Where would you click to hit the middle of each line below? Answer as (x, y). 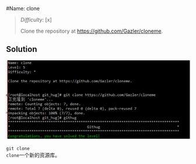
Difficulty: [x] (36, 20)
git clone (18, 149)
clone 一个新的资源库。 (33, 155)
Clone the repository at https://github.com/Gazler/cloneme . (92, 31)
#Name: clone (23, 8)
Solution (22, 49)
